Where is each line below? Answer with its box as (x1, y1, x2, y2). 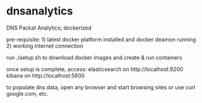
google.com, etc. (6, 90, 48, 97)
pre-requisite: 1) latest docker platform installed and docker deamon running (6, 36, 197, 43)
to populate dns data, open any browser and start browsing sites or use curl (6, 83, 195, 91)
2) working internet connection (6, 42, 83, 49)
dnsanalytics (6, 4, 73, 18)
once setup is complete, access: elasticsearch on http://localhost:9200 (6, 65, 183, 73)
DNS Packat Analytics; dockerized (6, 24, 92, 31)
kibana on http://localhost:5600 (6, 72, 85, 79)
